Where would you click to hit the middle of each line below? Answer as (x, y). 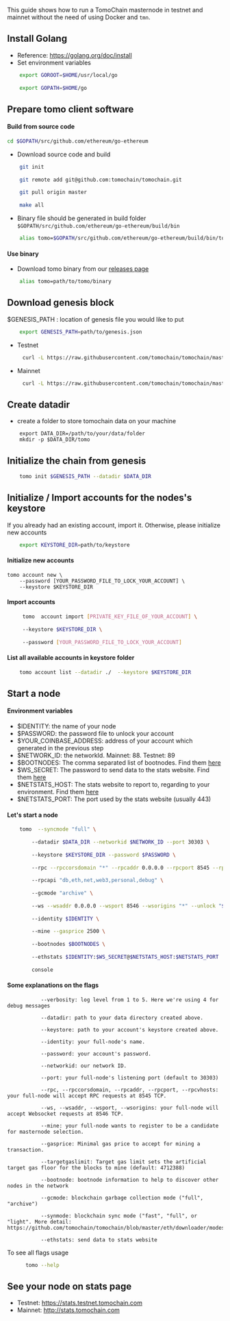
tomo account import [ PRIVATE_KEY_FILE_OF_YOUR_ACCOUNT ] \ (110, 617)
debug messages (29, 1005)
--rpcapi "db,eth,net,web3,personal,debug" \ (98, 881)
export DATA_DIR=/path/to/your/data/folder (82, 434)
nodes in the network (38, 1186)
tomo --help (42, 1265)
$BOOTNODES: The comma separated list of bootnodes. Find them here (119, 763)
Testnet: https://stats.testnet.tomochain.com (79, 1303)
